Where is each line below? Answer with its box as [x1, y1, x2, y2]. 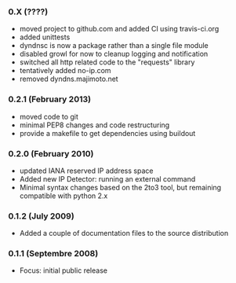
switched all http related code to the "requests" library [19, 57, 195, 67]
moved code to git [19, 112, 78, 121]
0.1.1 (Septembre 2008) [8, 248, 99, 259]
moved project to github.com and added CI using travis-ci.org [19, 24, 220, 34]
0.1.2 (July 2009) [8, 211, 74, 222]
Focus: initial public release [19, 266, 108, 275]
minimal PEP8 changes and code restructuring [19, 120, 170, 130]
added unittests [19, 32, 71, 42]
